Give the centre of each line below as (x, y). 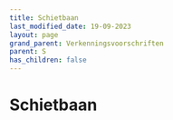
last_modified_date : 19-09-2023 (70, 26)
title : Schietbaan (44, 18)
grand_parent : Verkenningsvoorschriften (87, 43)
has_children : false (48, 60)
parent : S (28, 52)
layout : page (34, 35)
